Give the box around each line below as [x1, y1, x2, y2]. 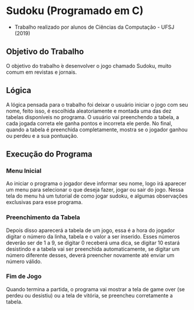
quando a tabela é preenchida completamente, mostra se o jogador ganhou [6, 126, 188, 133]
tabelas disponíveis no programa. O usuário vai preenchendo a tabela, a [6, 113, 179, 121]
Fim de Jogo [6, 272, 42, 281]
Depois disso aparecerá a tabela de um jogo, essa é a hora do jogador [6, 227, 175, 234]
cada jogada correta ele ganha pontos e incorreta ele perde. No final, [6, 120, 172, 127]
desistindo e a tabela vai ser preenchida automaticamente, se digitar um [6, 245, 180, 253]
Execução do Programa [6, 149, 92, 159]
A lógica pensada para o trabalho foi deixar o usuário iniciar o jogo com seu [6, 101, 188, 108]
